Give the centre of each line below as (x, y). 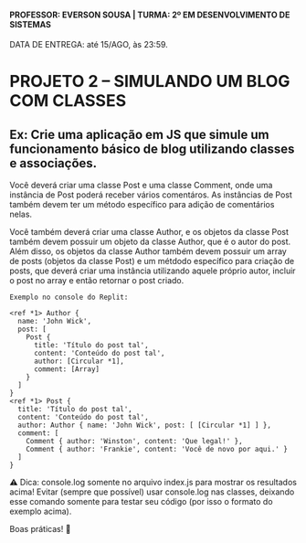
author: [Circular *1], (79, 362)
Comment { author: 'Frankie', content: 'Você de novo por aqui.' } (157, 450)
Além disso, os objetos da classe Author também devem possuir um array (148, 251)
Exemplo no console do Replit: (69, 298)
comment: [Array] (67, 369)
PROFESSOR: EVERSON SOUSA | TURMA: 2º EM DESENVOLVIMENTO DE (150, 15)
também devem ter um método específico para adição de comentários (142, 205)
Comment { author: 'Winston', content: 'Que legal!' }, (135, 442)
